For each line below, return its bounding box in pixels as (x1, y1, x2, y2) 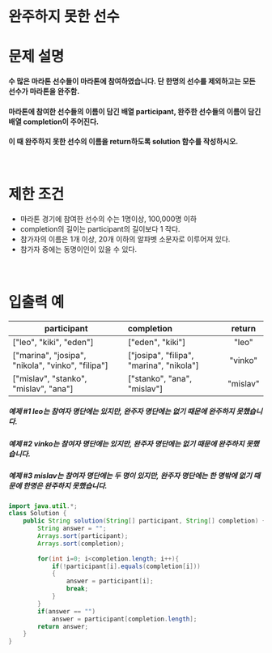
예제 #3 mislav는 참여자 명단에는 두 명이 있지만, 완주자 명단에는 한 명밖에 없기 (8, 471, 253, 480)
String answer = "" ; (37, 524, 107, 533)
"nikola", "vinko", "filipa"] (12, 360, 108, 371)
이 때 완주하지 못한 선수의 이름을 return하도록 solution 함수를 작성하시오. (8, 137, 239, 147)
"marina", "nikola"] (127, 360, 200, 371)
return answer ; (37, 622, 89, 630)
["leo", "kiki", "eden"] (12, 336, 94, 348)
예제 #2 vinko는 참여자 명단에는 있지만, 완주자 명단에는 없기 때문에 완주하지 (8, 438, 245, 448)
